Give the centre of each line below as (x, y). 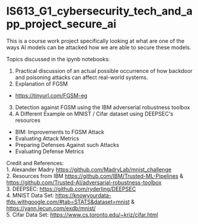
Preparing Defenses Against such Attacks (67, 144)
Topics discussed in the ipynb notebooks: (58, 59)
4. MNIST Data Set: (30, 195)
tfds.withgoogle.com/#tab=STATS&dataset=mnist (68, 202)
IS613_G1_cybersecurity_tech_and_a (99, 11)
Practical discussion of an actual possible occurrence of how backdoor (104, 70)
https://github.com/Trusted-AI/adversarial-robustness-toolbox (84, 182)
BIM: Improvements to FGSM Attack (60, 132)
